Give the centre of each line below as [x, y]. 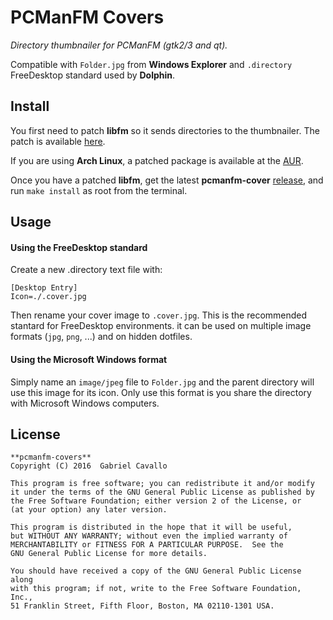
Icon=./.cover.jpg [48, 297]
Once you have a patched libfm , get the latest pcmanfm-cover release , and [167, 180]
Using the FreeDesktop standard [79, 247]
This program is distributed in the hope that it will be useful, [151, 527]
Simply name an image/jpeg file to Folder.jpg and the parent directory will [162, 382]
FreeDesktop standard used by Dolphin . [93, 75]
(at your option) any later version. [89, 510]
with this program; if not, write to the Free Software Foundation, [156, 589]
